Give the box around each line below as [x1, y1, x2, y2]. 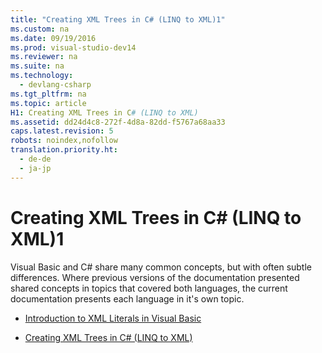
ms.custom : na [10, 24, 70, 34]
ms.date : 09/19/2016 [10, 33, 97, 43]
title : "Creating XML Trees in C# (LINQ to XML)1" [10, 14, 226, 25]
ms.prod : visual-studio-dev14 [10, 42, 137, 53]
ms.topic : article [10, 98, 87, 108]
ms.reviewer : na [10, 52, 78, 62]
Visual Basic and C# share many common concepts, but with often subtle [10, 261, 313, 273]
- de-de [19, 154, 52, 164]
